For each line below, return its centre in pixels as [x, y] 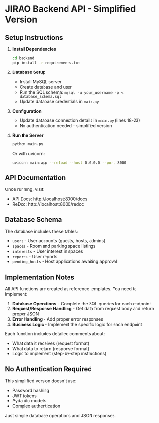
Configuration [27, 111]
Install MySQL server [41, 81]
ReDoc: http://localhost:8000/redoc [48, 204]
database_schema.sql [40, 96]
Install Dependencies [34, 49]
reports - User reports [35, 257]
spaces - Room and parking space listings [54, 246]
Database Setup [29, 72]
